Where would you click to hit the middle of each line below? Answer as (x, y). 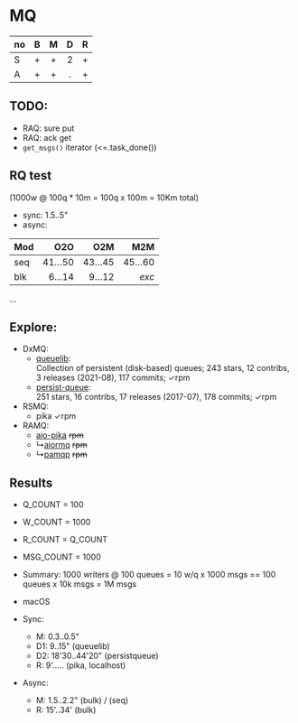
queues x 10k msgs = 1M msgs (79, 584)
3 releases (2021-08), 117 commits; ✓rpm (113, 378)
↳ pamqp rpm (61, 454)
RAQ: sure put (48, 128)
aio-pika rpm (60, 435)
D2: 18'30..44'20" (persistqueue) (98, 656)
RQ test (31, 176)
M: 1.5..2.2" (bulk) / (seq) (82, 700)
